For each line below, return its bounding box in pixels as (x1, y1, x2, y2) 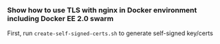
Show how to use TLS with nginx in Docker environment (7, 5, 197, 15)
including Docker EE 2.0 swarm (7, 14, 114, 23)
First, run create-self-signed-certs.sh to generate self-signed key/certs (7, 29, 213, 37)
